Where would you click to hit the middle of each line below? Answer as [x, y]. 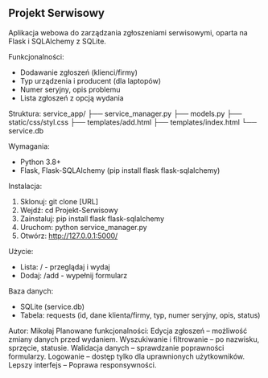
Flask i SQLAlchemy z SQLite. [58, 41]
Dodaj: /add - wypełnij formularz [74, 275]
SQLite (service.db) [52, 306]
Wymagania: [29, 146]
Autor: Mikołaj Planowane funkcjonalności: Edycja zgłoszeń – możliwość [128, 331]
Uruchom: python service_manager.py [83, 227]
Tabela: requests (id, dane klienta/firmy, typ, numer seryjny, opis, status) [140, 315]
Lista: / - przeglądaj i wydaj [65, 267]
